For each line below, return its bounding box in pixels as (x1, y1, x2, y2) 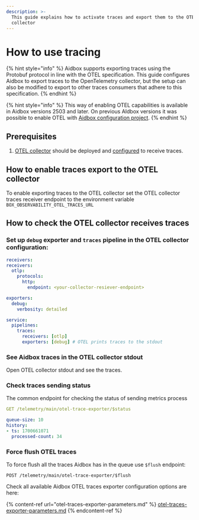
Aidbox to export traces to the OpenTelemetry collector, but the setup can (6, 78, 186, 85)
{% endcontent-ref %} (67, 507, 123, 514)
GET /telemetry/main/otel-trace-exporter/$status (6, 406, 131, 413)
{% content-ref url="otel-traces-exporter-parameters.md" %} (6, 501, 157, 508)
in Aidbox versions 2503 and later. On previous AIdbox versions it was (6, 108, 177, 115)
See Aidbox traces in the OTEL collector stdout (6, 353, 143, 361)
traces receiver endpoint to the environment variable (6, 195, 134, 202)
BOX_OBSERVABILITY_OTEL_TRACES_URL (6, 202, 94, 208)
